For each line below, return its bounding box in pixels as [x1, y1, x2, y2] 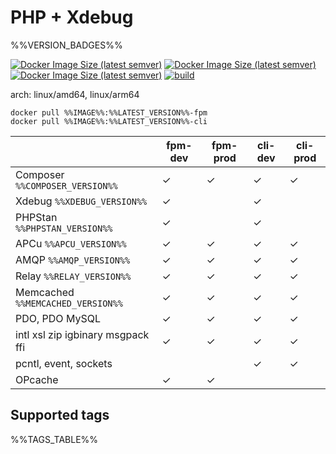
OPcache [15, 372, 59, 386]
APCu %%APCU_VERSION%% [15, 236, 127, 250]
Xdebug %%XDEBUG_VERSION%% [15, 194, 148, 208]
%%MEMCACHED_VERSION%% [15, 297, 123, 309]
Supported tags [10, 407, 110, 424]
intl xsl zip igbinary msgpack [15, 327, 150, 341]
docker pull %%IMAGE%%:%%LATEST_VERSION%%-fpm [10, 107, 208, 118]
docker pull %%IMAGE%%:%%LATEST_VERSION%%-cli [10, 116, 208, 126]
